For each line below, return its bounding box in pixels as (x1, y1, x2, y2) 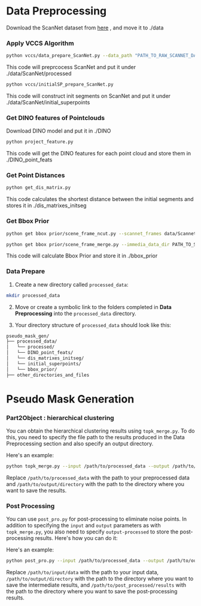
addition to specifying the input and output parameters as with (6, 522, 161, 529)
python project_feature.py (6, 139, 74, 145)
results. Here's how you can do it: (35, 535, 118, 542)
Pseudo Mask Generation (6, 392, 135, 406)
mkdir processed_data (6, 292, 60, 298)
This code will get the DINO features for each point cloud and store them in (6, 150, 191, 157)
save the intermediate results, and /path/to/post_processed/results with (6, 581, 187, 589)
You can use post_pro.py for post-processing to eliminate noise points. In (6, 515, 187, 523)
